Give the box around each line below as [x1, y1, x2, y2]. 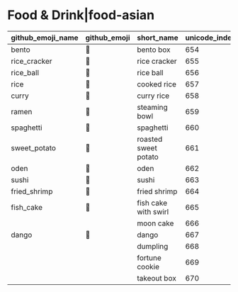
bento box [137, 45, 171, 55]
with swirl [137, 206, 169, 216]
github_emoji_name [11, 33, 79, 43]
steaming [137, 102, 168, 112]
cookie [137, 262, 160, 271]
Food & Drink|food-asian [7, 7, 154, 23]
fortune [137, 252, 161, 262]
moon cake [137, 218, 174, 228]
